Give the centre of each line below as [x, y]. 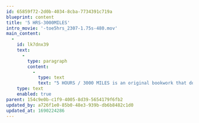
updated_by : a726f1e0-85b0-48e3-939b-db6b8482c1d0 [70, 105]
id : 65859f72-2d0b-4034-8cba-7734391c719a [59, 12]
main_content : [24, 34]
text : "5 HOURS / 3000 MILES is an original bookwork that [112, 83]
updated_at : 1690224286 [36, 111]
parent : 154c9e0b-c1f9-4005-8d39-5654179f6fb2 [65, 99]
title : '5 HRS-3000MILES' [38, 22]
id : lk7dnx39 [33, 45]
